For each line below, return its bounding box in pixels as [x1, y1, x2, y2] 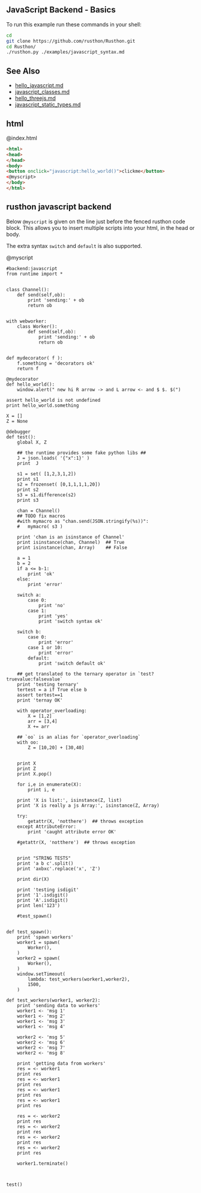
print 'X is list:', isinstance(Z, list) [17, 797, 122, 803]
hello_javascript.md [14, 82, 64, 89]
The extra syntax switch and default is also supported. [6, 242, 142, 249]
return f [17, 365, 39, 372]
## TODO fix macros [17, 513, 66, 519]
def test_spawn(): [6, 929, 52, 935]
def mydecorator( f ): [6, 355, 63, 361]
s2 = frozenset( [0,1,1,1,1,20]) [17, 481, 101, 487]
